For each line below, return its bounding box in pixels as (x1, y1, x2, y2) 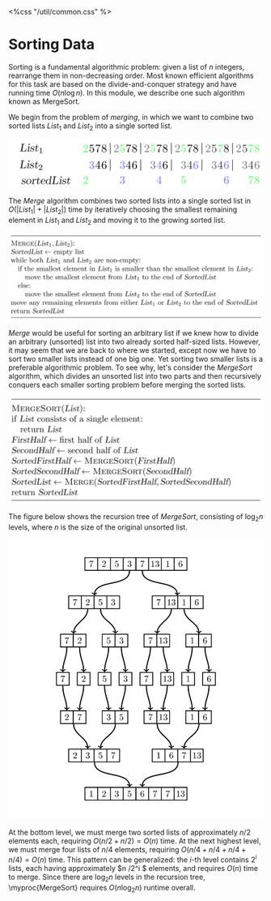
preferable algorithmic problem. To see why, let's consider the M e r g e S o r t (8, 363, 253, 372)
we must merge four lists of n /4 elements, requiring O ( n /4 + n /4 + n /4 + (8, 845, 247, 855)
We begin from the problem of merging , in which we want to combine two (8, 112, 254, 122)
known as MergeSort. (8, 97, 81, 106)
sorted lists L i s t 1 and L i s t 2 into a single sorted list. (8, 121, 172, 132)
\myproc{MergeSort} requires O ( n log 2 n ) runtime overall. (8, 882, 196, 895)
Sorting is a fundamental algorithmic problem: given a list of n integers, (8, 62, 245, 71)
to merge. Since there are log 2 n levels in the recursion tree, (8, 872, 205, 883)
